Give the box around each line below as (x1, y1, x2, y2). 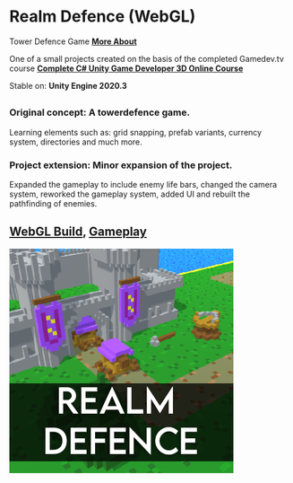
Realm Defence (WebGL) (9, 6, 196, 27)
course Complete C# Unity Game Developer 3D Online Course (9, 63, 244, 74)
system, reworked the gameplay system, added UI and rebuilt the (9, 189, 251, 199)
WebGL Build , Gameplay (9, 224, 148, 240)
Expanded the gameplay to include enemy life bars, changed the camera (9, 180, 278, 189)
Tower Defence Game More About (9, 36, 137, 47)
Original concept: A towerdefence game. (9, 106, 191, 119)
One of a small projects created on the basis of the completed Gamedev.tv (9, 53, 285, 64)
